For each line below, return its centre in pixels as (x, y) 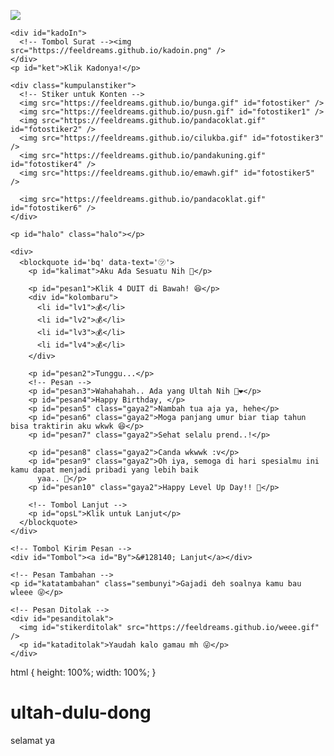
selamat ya (33, 740)
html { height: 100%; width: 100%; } (83, 672)
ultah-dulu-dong (81, 712)
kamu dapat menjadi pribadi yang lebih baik (104, 470)
